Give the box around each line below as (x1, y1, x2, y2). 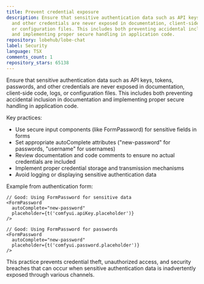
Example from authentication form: (6, 183, 93, 190)
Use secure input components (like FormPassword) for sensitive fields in (15, 126, 197, 133)
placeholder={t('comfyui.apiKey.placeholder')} (12, 210, 135, 216)
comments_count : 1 (6, 54, 53, 60)
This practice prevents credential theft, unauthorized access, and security (6, 258, 191, 265)
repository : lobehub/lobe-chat (6, 37, 86, 43)
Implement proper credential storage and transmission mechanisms (15, 164, 185, 172)
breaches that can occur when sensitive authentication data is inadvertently (6, 265, 196, 272)
